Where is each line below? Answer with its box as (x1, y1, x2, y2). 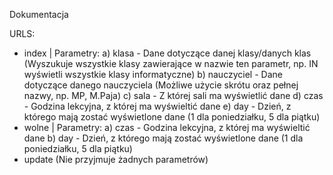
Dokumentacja (9, 9, 69, 20)
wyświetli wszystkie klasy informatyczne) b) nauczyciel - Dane (23, 69, 283, 80)
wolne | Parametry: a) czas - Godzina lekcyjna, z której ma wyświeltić (23, 122, 311, 133)
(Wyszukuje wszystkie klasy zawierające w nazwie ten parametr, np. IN (23, 58, 319, 69)
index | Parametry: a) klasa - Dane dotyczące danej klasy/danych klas (23, 47, 312, 59)
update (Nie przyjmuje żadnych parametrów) (23, 154, 209, 165)
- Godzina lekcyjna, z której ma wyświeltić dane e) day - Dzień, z (23, 100, 292, 112)
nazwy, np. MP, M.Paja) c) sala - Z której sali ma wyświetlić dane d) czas (23, 90, 324, 101)
